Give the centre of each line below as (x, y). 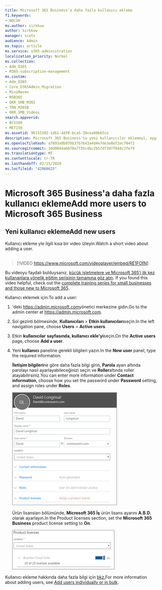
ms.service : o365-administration (39, 51)
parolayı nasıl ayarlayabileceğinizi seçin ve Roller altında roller (73, 370)
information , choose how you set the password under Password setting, (84, 380)
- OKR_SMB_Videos (22, 112)
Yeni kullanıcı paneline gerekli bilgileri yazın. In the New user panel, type (84, 350)
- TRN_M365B (17, 107)
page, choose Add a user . (38, 341)
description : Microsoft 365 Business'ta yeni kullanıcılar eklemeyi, (76, 138)
